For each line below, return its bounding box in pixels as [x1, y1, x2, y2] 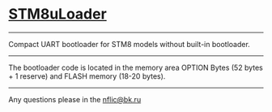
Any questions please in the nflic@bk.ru [8, 94, 142, 104]
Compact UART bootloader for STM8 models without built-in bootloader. [8, 39, 251, 49]
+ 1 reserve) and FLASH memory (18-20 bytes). [8, 71, 166, 81]
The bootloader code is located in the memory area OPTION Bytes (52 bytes [8, 62, 263, 72]
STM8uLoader [8, 5, 107, 24]
